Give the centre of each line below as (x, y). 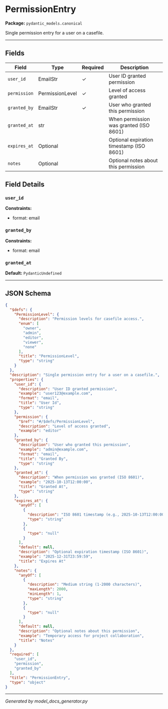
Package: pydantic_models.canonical (44, 23)
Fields (15, 53)
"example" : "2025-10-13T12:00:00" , (55, 482)
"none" (30, 347)
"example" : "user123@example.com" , (55, 394)
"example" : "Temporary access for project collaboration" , (81, 636)
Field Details (25, 185)
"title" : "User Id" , (40, 403)
